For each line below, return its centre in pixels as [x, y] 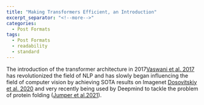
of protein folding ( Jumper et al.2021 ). [54, 95]
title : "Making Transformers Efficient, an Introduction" [82, 12]
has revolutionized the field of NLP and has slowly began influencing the [97, 75]
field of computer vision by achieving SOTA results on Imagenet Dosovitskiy [102, 82]
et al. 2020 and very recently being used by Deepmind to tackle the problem [102, 89]
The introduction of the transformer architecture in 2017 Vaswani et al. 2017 [100, 69]
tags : [13, 35]
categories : [21, 23]
